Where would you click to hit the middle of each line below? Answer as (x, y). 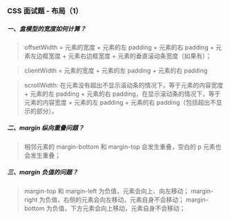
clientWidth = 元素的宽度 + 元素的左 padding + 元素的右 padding (116, 70)
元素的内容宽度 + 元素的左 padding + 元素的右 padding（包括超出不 (120, 102)
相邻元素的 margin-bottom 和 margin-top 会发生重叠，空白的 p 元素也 (123, 147)
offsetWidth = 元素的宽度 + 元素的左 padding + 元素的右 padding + (119, 47)
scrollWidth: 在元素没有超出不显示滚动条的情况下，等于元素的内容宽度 (124, 85)
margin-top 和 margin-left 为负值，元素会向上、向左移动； (107, 191)
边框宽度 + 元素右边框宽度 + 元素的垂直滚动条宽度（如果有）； (124, 56)
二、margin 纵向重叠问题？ (46, 128)
